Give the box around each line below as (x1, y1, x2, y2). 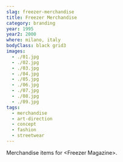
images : (6, 48, 26, 54)
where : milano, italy (6, 37, 61, 43)
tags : (6, 104, 20, 111)
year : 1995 (6, 25, 34, 32)
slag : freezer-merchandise (6, 8, 75, 15)
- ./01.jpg (12, 54, 39, 60)
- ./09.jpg (12, 99, 39, 105)
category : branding (6, 20, 56, 26)
